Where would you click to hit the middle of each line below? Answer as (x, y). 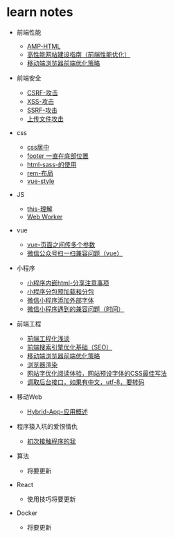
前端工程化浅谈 (48, 338)
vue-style (41, 181)
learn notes (40, 12)
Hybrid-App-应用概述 (57, 411)
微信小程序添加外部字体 (60, 300)
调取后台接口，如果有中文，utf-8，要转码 (86, 382)
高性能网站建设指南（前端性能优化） (79, 54)
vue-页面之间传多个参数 (61, 244)
